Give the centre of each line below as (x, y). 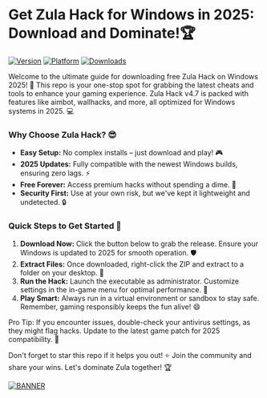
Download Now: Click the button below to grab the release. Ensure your (139, 243)
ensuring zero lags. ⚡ (55, 173)
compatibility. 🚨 (34, 339)
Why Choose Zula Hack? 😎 (63, 135)
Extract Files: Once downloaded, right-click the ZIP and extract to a (132, 264)
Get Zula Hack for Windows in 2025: (131, 15)
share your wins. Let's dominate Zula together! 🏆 (90, 367)
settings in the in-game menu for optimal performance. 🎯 (114, 289)
